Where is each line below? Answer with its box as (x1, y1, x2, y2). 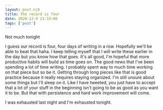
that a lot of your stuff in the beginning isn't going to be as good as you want (5, 85, 159, 91)
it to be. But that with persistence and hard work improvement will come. (5, 90, 151, 96)
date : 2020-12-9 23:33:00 (5, 16, 57, 21)
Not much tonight (5, 34, 40, 40)
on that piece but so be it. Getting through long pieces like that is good (5, 69, 146, 75)
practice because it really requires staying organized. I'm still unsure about (5, 74, 155, 80)
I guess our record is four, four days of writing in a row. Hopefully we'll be (5, 43, 152, 49)
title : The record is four (5, 12, 60, 17)
